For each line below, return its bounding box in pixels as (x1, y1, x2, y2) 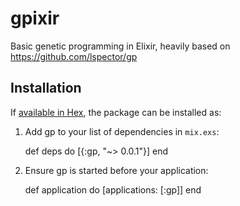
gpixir (10, 7, 60, 30)
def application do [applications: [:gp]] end (24, 183, 202, 196)
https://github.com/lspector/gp (10, 50, 138, 62)
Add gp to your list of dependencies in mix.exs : (24, 125, 220, 137)
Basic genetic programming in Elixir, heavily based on (10, 40, 231, 52)
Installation (10, 80, 82, 97)
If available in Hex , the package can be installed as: (10, 106, 222, 118)
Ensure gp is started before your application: (24, 164, 209, 176)
